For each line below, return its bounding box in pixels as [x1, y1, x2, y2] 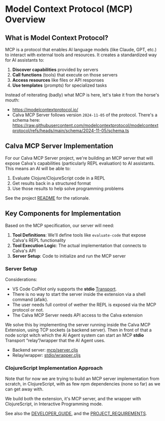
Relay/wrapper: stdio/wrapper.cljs [12, 352, 81, 358]
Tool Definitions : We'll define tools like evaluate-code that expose [12, 232, 146, 238]
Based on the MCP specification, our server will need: [5, 222, 114, 228]
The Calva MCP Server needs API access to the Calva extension [12, 312, 143, 318]
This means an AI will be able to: [5, 165, 71, 171]
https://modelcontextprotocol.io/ [12, 107, 79, 112]
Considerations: [5, 276, 37, 282]
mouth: [5, 97, 20, 103]
